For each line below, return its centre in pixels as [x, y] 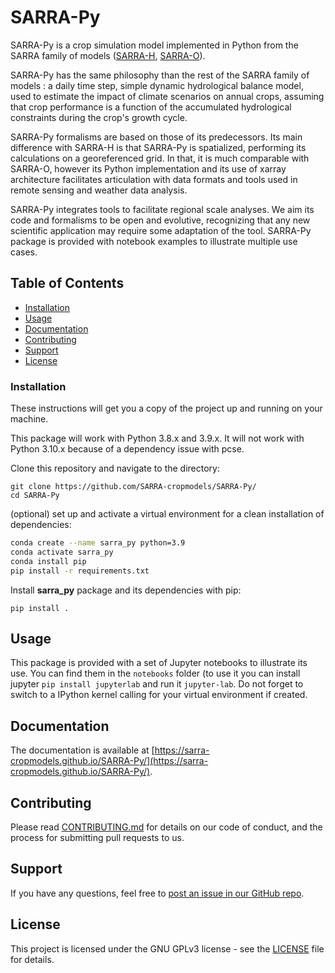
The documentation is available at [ [82, 750]
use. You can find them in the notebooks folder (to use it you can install [155, 673]
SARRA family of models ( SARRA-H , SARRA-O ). [108, 55]
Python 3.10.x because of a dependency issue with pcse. [127, 449]
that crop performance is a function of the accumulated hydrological [151, 107]
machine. [29, 419]
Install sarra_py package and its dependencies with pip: [126, 590]
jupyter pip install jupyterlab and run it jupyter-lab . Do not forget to [157, 684]
